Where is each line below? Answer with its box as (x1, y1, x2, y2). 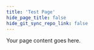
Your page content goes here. (6, 37, 81, 45)
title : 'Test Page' (6, 9, 56, 15)
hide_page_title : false (6, 15, 67, 21)
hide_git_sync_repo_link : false (6, 20, 88, 26)
